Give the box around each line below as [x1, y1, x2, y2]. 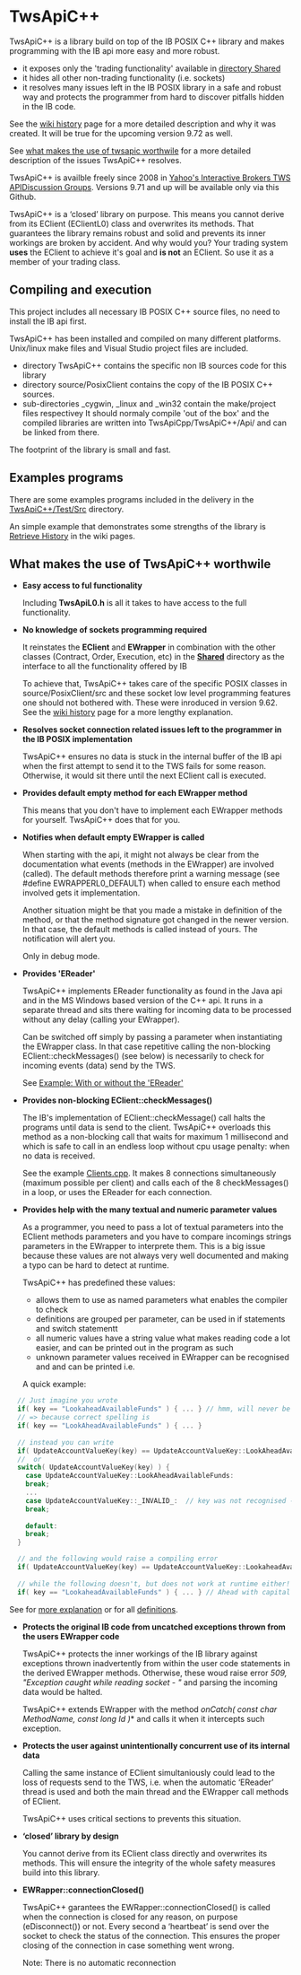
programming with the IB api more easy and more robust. [9, 45, 220, 56]
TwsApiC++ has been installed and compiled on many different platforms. [9, 333, 281, 344]
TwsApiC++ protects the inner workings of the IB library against [21, 1648, 258, 1659]
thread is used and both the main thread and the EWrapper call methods [21, 1786, 289, 1796]
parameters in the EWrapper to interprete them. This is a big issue [21, 1241, 266, 1252]
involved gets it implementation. [21, 887, 141, 898]
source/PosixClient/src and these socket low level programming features [21, 688, 291, 699]
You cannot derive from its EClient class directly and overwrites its [21, 1848, 268, 1858]
